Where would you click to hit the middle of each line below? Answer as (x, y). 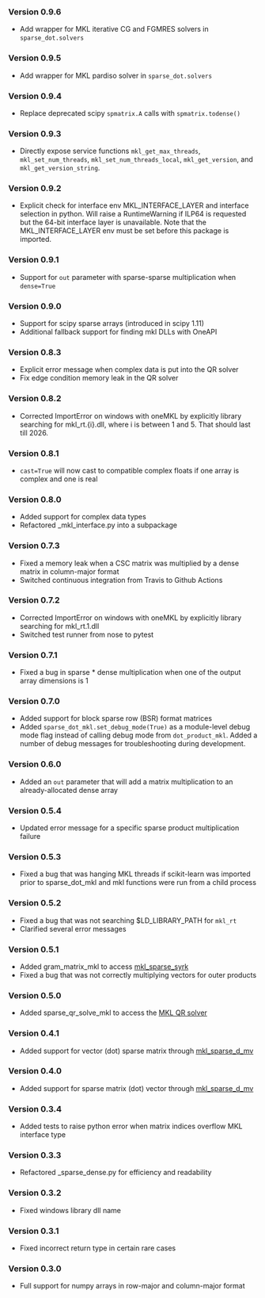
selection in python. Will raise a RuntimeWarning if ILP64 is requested (133, 214)
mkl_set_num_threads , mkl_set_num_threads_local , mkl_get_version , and (136, 159)
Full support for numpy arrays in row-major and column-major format (132, 1286)
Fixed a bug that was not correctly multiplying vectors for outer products (138, 974)
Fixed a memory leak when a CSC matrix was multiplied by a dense (129, 563)
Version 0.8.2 (35, 399)
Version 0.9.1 (34, 260)
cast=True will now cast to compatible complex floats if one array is (129, 470)
